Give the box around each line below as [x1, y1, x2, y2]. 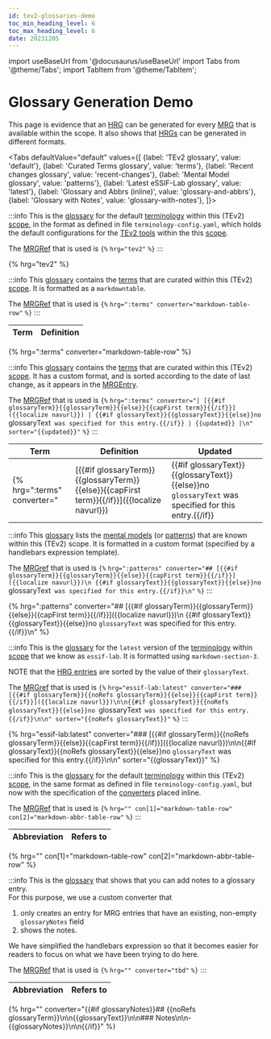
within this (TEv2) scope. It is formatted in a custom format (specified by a [8, 539, 256, 549]
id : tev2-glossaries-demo [8, 11, 95, 20]
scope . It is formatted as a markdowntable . [8, 284, 147, 293]
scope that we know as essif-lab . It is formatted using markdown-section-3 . [8, 651, 260, 661]
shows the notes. [19, 925, 78, 935]
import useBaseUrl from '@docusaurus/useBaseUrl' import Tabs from [8, 56, 240, 66]
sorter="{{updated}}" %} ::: [8, 426, 98, 436]
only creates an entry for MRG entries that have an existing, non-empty [19, 908, 257, 918]
